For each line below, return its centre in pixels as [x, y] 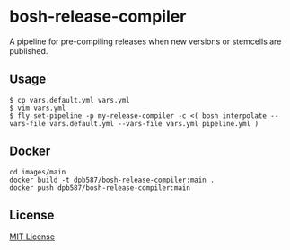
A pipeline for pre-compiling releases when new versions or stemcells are [145, 41]
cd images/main [38, 172]
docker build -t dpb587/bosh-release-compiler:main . [112, 180]
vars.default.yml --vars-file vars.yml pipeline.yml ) [154, 123]
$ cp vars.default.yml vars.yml [70, 100]
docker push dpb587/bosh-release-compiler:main [100, 187]
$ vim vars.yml [38, 108]
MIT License [32, 237]
